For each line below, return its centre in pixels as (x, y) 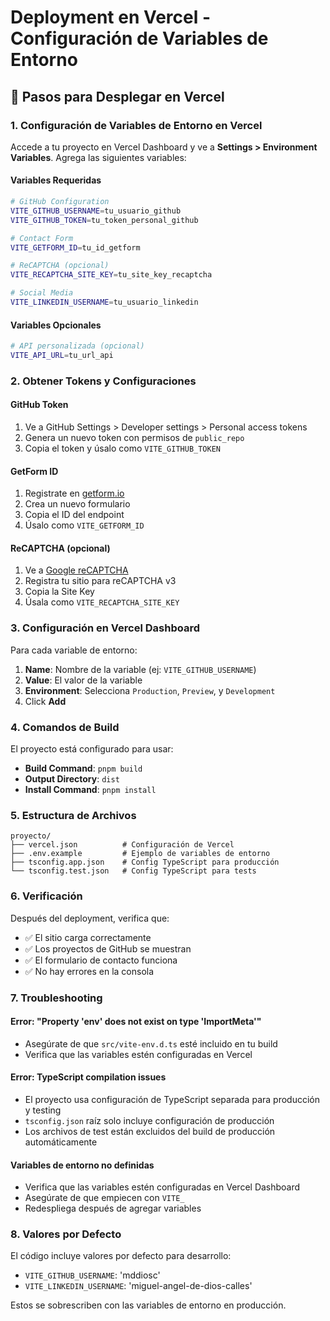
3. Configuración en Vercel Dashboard (105, 628)
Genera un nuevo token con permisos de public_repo (134, 438)
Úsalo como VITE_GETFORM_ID (84, 525)
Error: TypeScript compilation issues (88, 1077)
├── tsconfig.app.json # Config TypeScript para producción (145, 862)
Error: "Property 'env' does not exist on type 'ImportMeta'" (136, 1022)
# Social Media (42, 293)
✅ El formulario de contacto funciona (101, 960)
